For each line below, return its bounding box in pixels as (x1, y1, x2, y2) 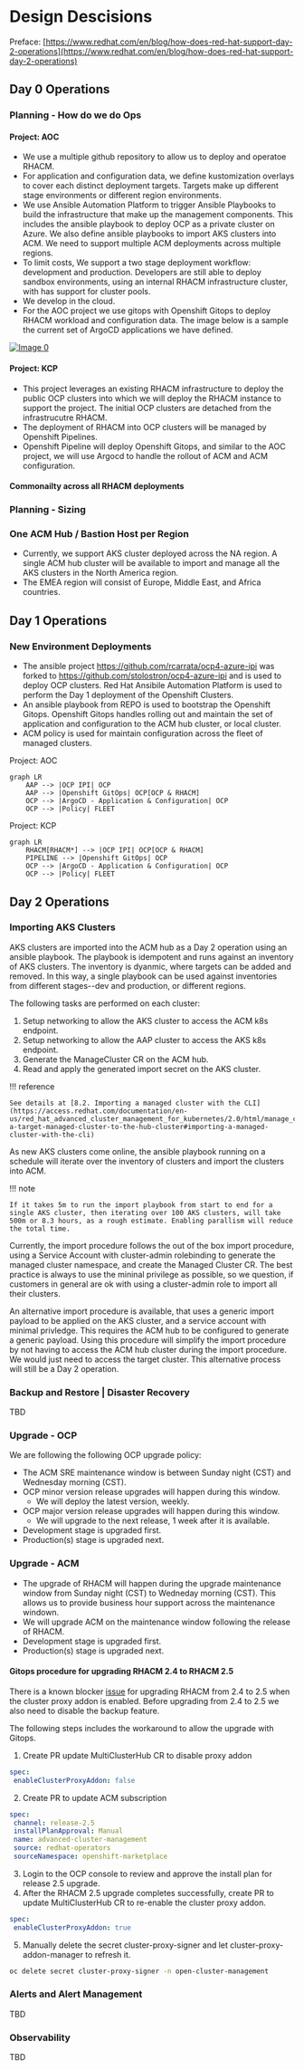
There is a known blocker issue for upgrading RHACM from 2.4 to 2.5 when (9, 1686, 290, 1697)
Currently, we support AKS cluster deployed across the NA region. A (22, 548, 278, 559)
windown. (22, 1606, 60, 1617)
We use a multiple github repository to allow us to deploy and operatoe (22, 151, 287, 162)
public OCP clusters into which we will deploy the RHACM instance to (22, 392, 282, 404)
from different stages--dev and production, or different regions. (9, 980, 247, 991)
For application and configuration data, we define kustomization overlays (22, 170, 295, 182)
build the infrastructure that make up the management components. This (22, 209, 294, 220)
